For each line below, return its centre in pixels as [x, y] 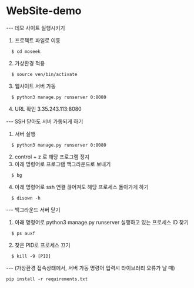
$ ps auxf [23, 233]
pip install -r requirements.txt [47, 279]
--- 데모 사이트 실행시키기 [36, 28]
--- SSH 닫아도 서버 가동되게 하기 [45, 121]
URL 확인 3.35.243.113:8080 [48, 109]
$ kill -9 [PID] [31, 256]
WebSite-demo [44, 11]
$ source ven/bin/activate [44, 74]
